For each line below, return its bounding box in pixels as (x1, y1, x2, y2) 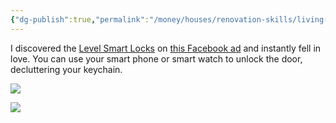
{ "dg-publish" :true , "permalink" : (10, 14, 150, 25)
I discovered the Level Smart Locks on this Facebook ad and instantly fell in (10, 42, 322, 54)
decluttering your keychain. (10, 63, 123, 75)
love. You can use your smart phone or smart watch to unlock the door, (10, 52, 303, 65)
